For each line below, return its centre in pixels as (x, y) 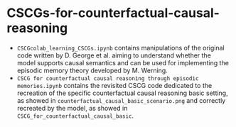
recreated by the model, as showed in (72, 108)
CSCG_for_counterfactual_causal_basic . (75, 116)
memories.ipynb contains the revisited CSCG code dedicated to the (114, 85)
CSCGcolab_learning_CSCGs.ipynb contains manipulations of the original (120, 48)
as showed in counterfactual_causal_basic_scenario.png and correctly (121, 100)
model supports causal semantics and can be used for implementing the (123, 62)
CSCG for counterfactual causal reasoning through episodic (108, 78)
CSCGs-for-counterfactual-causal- (113, 13)
